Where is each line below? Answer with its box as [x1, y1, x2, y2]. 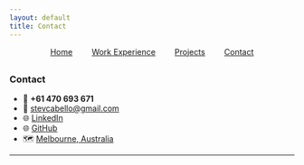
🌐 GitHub [22, 123, 58, 133]
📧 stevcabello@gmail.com [22, 103, 119, 114]
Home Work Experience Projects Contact [50, 46, 254, 57]
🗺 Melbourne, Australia [22, 133, 114, 144]
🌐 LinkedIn [22, 112, 63, 123]
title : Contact [9, 22, 67, 31]
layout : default [9, 13, 71, 23]
